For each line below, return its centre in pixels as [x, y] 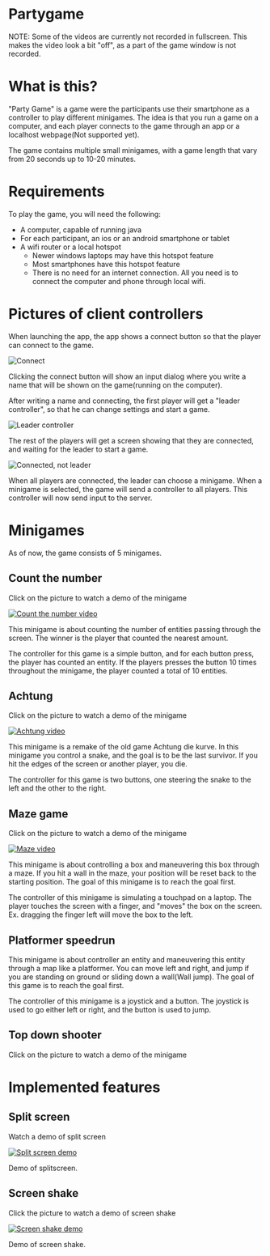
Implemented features [84, 1087]
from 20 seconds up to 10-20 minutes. [72, 159]
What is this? [53, 87]
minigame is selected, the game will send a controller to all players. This [128, 489]
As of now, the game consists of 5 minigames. [85, 553]
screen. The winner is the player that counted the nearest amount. [118, 638]
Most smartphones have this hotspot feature [106, 264]
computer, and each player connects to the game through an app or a [124, 125]
